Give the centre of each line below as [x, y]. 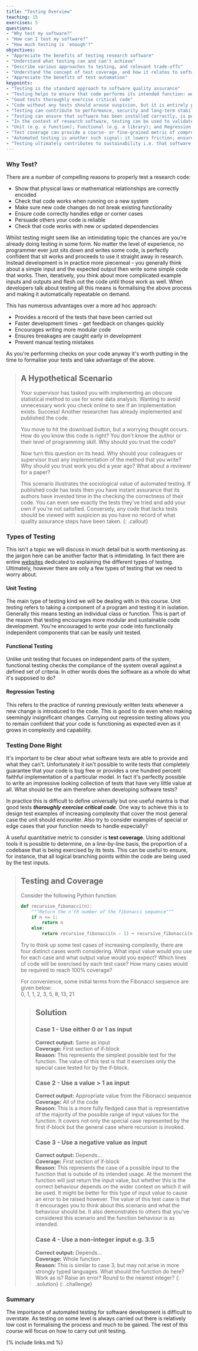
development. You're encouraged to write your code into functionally [90, 626]
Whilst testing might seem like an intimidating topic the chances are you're [96, 238]
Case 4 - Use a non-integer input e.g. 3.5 [95, 1240]
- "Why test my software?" [39, 34]
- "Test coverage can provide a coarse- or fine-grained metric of [91, 133]
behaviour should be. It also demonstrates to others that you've [112, 1212]
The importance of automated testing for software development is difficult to [99, 1312]
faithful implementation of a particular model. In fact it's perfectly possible [96, 777]
